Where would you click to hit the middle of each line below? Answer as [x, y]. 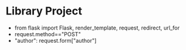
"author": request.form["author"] [55, 40]
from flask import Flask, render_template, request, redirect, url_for [97, 28]
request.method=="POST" [48, 34]
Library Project [44, 11]
